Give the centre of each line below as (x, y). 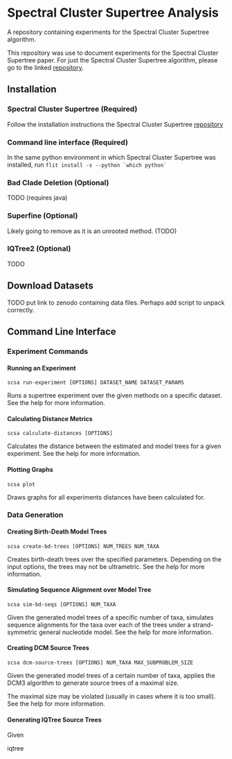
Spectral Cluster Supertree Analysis (113, 13)
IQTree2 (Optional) (39, 249)
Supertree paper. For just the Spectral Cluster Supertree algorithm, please (113, 60)
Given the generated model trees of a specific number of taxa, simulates (110, 617)
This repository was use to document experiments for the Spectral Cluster (113, 53)
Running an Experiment (42, 368)
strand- (203, 624)
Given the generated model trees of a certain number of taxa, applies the (111, 676)
